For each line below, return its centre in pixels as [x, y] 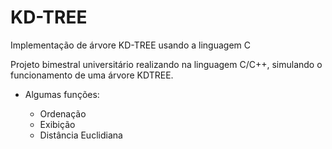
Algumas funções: [62, 94]
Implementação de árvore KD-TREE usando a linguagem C [131, 45]
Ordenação [63, 113]
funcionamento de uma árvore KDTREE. [92, 75]
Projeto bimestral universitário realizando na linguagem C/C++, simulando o [166, 64]
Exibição [57, 124]
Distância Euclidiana [81, 135]
